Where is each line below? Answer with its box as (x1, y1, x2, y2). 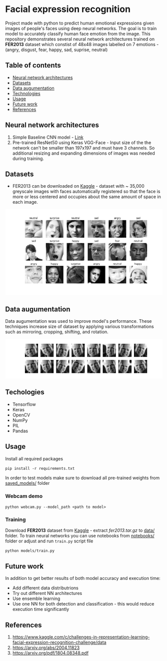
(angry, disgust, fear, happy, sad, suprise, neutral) (5, 47, 108, 53)
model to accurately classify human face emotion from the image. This (5, 31, 151, 37)
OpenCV (12, 412, 30, 418)
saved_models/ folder (5, 480, 50, 486)
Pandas (12, 428, 28, 434)
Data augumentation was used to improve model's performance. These (5, 318, 152, 324)
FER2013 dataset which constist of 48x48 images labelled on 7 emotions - (5, 41, 159, 47)
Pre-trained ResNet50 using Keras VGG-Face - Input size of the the (12, 139, 151, 146)
